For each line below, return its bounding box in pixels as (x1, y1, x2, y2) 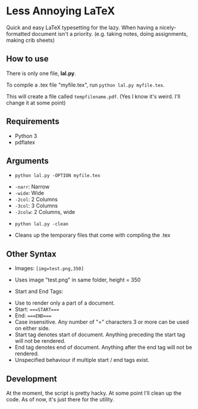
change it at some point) (6, 99, 66, 106)
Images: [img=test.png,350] (14, 265, 84, 272)
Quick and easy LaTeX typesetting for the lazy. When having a (6, 24, 159, 31)
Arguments (6, 156, 49, 166)
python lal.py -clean (14, 221, 68, 227)
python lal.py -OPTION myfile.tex (14, 173, 100, 179)
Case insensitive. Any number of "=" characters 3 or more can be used (14, 318, 189, 326)
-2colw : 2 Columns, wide (14, 209, 76, 216)
